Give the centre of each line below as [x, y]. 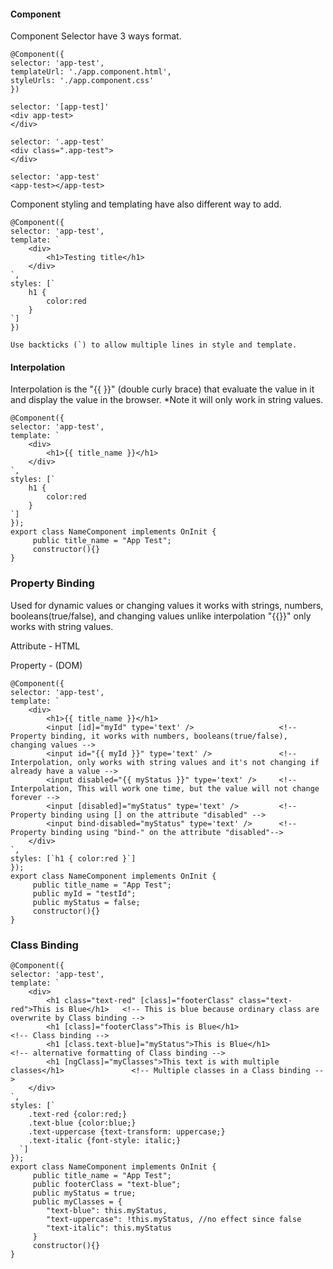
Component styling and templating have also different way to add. [146, 204]
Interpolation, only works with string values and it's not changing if [165, 762]
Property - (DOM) [46, 665]
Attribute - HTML [45, 646]
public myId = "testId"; [84, 893]
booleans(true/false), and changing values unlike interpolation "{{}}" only [161, 616]
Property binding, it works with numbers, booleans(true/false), [149, 736]
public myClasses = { [77, 1202]
